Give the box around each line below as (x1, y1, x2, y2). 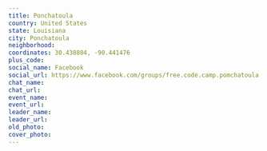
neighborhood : (8, 42, 56, 50)
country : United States (8, 19, 88, 27)
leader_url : (8, 116, 48, 124)
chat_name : (8, 78, 45, 86)
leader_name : (8, 109, 52, 117)
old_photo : (8, 123, 45, 131)
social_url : (8, 71, 48, 79)
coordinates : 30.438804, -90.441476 (8, 49, 130, 57)
